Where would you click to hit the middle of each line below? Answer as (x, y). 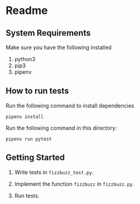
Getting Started (35, 158)
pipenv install (25, 117)
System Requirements (48, 33)
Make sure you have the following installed (59, 47)
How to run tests (37, 91)
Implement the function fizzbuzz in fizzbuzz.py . (74, 184)
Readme (27, 11)
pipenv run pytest (29, 139)
